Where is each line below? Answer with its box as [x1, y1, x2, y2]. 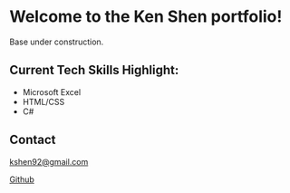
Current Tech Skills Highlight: [9, 63, 179, 78]
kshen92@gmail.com [9, 156, 89, 167]
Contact [9, 132, 56, 148]
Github [9, 174, 34, 185]
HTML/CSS [22, 96, 65, 107]
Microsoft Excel [22, 86, 82, 97]
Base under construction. [9, 36, 104, 47]
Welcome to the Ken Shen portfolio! [9, 6, 283, 27]
